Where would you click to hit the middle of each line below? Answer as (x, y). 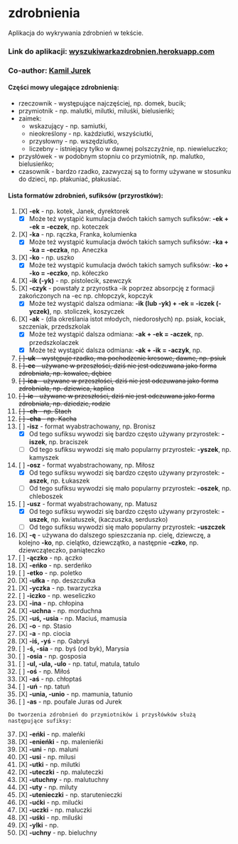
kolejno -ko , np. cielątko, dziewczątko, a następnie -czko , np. (108, 542)
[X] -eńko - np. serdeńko (55, 565)
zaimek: (30, 118)
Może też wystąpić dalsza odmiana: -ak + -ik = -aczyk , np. (115, 350)
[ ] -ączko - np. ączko (50, 557)
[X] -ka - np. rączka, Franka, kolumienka (77, 235)
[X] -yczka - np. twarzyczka (60, 588)
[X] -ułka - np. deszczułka (57, 580)
